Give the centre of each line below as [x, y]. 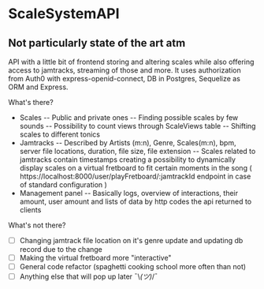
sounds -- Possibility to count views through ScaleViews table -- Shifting [138, 126]
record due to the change [61, 250]
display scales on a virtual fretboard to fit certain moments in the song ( [136, 168]
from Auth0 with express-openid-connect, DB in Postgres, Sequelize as [124, 79]
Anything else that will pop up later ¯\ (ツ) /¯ [89, 276]
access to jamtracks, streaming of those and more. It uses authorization [125, 70]
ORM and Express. [38, 87]
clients [30, 210]
